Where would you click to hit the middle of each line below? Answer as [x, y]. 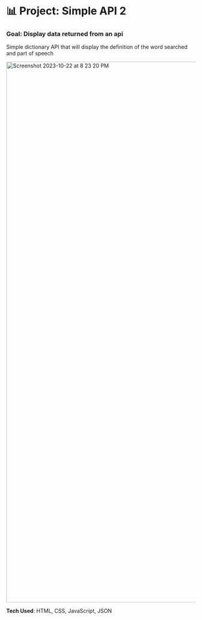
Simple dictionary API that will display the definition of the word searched [97, 47]
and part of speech [30, 54]
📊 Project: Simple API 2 [66, 11]
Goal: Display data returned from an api [65, 34]
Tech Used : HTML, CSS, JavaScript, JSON [59, 611]
